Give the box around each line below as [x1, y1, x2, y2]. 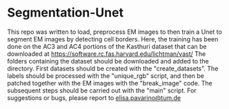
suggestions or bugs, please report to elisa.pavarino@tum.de [7, 93, 181, 101]
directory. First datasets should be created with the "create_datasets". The [7, 64, 219, 72]
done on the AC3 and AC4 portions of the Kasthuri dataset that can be [7, 42, 207, 50]
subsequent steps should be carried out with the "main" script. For [7, 86, 197, 95]
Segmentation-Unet [7, 5, 124, 21]
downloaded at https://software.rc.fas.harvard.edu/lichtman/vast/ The [7, 50, 206, 58]
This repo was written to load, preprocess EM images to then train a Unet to [7, 28, 223, 36]
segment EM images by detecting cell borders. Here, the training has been [7, 34, 219, 43]
